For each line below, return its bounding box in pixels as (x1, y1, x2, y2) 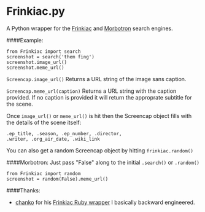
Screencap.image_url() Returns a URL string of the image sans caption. (6, 75, 187, 82)
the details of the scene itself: (6, 119, 82, 126)
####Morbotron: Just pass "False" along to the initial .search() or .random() (6, 159, 199, 166)
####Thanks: (6, 186, 41, 194)
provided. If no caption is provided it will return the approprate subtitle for (6, 93, 192, 101)
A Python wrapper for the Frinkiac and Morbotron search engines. (6, 25, 173, 32)
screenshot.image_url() (6, 59, 68, 65)
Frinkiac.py (6, 4, 66, 18)
